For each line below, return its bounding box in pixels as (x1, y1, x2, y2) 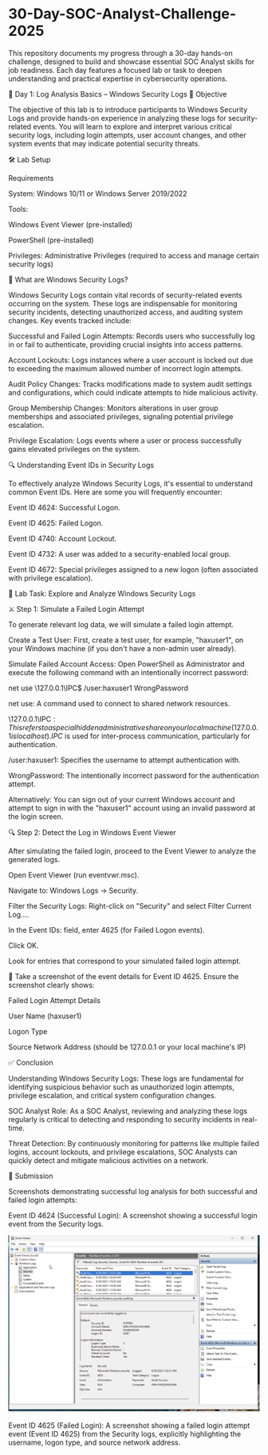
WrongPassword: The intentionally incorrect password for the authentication (8, 770, 259, 780)
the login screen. (8, 811, 64, 821)
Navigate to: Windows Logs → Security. (8, 885, 139, 895)
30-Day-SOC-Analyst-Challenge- (8, 5, 237, 23)
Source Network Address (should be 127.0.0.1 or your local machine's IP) (8, 1041, 246, 1052)
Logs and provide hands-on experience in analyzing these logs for (8, 113, 227, 122)
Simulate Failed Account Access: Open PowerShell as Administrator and (8, 659, 245, 669)
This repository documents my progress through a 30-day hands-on (8, 48, 233, 58)
